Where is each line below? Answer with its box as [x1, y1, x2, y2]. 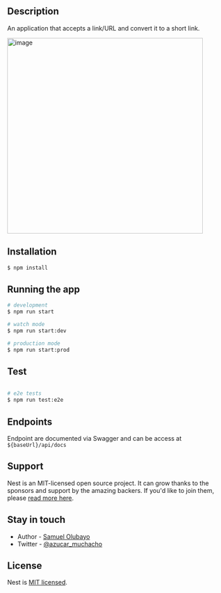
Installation [7, 246, 57, 258]
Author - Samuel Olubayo [17, 532, 90, 541]
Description [7, 6, 59, 17]
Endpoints [7, 416, 53, 428]
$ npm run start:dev [7, 327, 67, 334]
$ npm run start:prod [7, 346, 70, 353]
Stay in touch [7, 514, 66, 526]
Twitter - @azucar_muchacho [17, 539, 103, 548]
